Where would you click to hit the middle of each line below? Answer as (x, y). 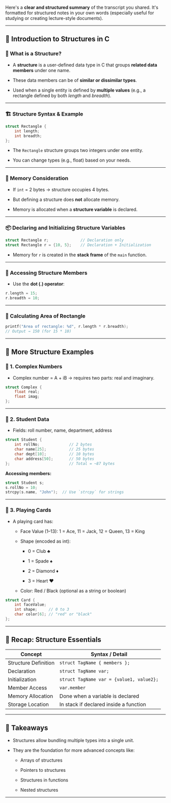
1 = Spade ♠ (40, 561)
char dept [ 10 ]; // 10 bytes (54, 454)
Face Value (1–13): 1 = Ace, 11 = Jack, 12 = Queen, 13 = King (82, 531)
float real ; (27, 392)
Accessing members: (28, 473)
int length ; (27, 131)
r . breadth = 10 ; (22, 298)
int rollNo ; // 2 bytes (53, 444)
